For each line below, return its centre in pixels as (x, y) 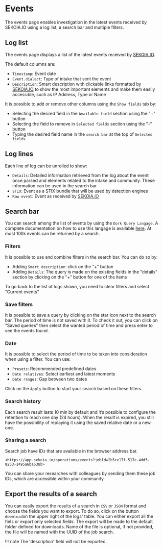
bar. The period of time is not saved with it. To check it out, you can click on (81, 320)
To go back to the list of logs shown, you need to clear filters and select (77, 286)
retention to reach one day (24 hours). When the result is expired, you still (80, 417)
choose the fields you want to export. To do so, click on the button (72, 511)
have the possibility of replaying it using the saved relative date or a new (78, 423)
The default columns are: (30, 64)
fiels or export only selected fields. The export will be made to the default (79, 521)
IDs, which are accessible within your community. (55, 478)
